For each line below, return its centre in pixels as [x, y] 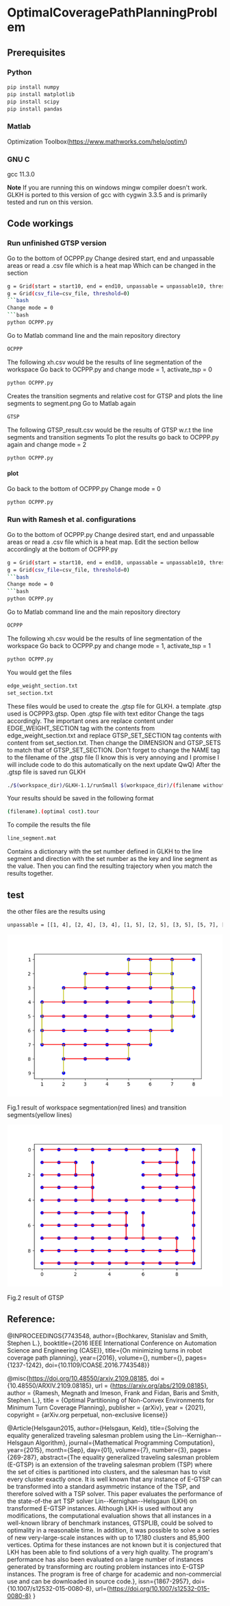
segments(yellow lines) [40, 1114]
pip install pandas [35, 109]
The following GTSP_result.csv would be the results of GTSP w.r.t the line [110, 430]
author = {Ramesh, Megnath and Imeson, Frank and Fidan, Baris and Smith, [113, 1392]
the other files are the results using [56, 911]
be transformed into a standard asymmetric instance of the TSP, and [104, 1486]
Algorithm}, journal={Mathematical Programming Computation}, [125, 1443]
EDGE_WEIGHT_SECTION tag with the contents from [81, 728]
